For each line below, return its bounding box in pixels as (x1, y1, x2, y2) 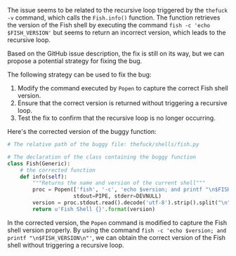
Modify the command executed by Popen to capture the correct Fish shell (17, 84, 228, 92)
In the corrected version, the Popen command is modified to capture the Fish (7, 218, 228, 227)
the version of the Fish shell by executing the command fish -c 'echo (7, 21, 211, 29)
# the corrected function (20, 166, 96, 174)
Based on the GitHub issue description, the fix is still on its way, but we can (7, 49, 225, 58)
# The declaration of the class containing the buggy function (7, 154, 197, 161)
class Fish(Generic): (7, 160, 71, 167)
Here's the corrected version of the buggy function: (7, 128, 157, 135)
